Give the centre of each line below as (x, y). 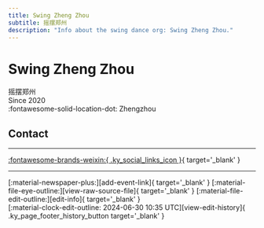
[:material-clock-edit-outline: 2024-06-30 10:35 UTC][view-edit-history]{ (127, 208)
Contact (28, 133)
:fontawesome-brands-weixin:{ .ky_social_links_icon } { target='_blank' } (125, 160)
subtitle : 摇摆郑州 (38, 23)
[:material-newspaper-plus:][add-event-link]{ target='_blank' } (109, 182)
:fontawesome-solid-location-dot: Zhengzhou (82, 109)
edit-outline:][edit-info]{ (47, 199)
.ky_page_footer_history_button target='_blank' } (86, 216)
